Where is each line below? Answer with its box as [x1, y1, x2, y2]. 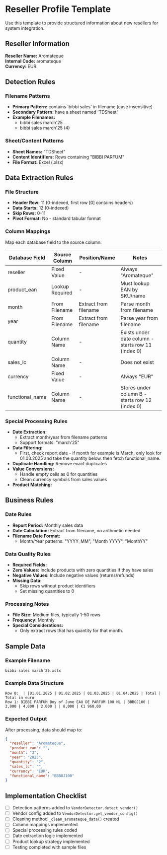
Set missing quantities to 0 [19, 588, 75, 594]
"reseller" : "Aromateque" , [9, 741, 66, 746]
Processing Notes [5, 600, 49, 607]
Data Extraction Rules [5, 174, 74, 182]
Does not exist [120, 358, 154, 365]
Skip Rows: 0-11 [12, 210, 46, 216]
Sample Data [5, 642, 46, 650]
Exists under [120, 329, 150, 336]
